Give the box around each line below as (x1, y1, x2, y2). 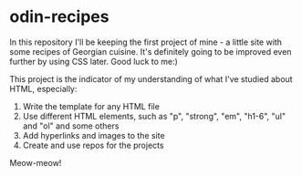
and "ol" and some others (22, 120, 120, 131)
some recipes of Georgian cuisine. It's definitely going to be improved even (9, 46, 292, 57)
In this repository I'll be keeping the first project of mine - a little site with (9, 36, 283, 47)
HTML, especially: (9, 83, 78, 94)
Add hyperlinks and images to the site (22, 129, 166, 140)
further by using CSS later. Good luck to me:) (9, 56, 178, 67)
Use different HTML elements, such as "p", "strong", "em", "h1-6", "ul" (22, 110, 286, 121)
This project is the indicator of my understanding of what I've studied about (9, 73, 294, 84)
